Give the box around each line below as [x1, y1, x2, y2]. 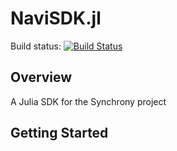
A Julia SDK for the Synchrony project [10, 95, 167, 107]
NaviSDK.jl [10, 7, 102, 30]
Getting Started [10, 125, 109, 142]
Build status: [10, 40, 62, 52]
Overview [10, 69, 73, 86]
